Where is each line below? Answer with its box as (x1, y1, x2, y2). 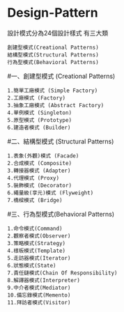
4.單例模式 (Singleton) (7, 109, 72, 116)
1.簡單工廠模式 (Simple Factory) (7, 87, 98, 94)
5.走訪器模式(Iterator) (7, 254, 71, 262)
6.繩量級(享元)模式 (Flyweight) (7, 189, 94, 196)
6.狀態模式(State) (7, 262, 56, 269)
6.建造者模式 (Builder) (7, 124, 71, 131)
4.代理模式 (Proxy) (7, 174, 60, 182)
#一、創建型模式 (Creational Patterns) (7, 72, 116, 80)
